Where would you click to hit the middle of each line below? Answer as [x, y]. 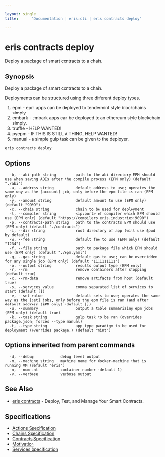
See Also [19, 389]
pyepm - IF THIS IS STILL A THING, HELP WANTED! [65, 134]
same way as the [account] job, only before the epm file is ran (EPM [79, 192]
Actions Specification [34, 428]
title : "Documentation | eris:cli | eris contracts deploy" [73, 19]
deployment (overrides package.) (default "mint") [58, 330]
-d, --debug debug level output [55, 357]
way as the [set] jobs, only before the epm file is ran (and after [77, 300]
